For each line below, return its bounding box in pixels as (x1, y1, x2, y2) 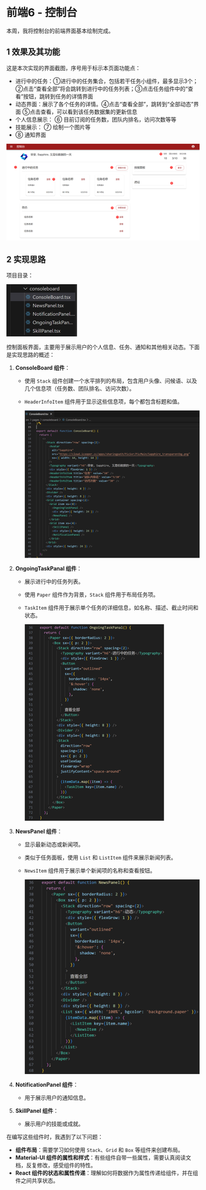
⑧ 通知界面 (15, 131, 47, 138)
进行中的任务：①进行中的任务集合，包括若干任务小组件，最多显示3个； (15, 77, 198, 85)
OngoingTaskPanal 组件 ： (15, 564, 82, 572)
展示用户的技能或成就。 (24, 1120, 84, 1127)
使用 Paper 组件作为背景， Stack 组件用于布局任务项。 (24, 591, 159, 598)
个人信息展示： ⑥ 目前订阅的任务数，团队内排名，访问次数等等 (15, 115, 177, 123)
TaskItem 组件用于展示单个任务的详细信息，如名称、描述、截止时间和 (24, 604, 199, 611)
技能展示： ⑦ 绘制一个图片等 (15, 123, 91, 131)
